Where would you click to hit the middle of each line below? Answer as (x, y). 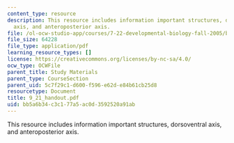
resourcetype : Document (42, 91)
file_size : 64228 (32, 40)
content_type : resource (42, 14)
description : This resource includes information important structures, (115, 20)
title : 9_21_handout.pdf (43, 98)
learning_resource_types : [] (49, 53)
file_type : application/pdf (48, 46)
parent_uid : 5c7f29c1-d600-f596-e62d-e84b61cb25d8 (82, 85)
